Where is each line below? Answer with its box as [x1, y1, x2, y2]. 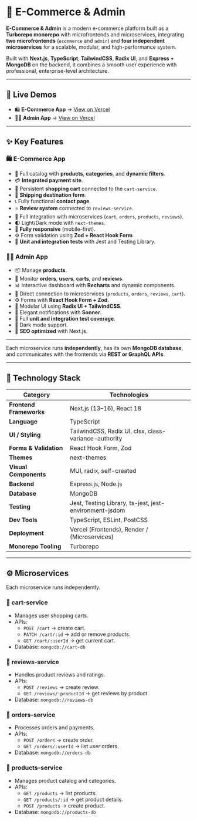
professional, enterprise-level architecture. [6, 67, 110, 74]
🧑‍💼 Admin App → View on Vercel [14, 114, 95, 121]
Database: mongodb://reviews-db [14, 696, 94, 703]
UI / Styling [9, 430, 41, 439]
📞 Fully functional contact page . [14, 198, 91, 205]
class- [147, 427, 166, 435]
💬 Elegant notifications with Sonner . [14, 308, 102, 316]
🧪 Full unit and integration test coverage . [14, 315, 116, 322]
